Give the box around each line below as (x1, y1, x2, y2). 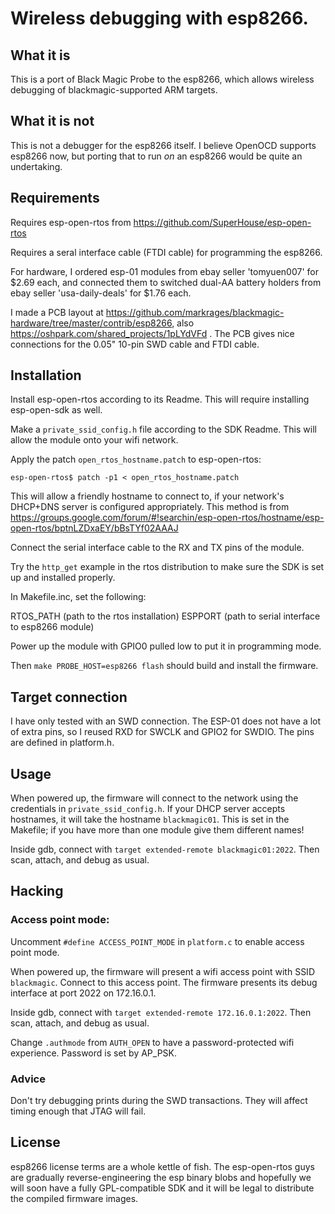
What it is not (10, 113, 95, 130)
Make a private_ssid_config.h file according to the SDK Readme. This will (10, 423, 317, 436)
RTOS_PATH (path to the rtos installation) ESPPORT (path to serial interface (10, 610, 321, 622)
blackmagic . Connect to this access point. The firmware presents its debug (10, 976, 318, 988)
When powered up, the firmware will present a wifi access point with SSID (10, 965, 315, 977)
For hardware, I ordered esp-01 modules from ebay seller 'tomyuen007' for (10, 265, 319, 277)
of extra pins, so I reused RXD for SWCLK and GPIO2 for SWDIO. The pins (10, 726, 315, 738)
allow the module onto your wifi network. (10, 434, 179, 446)
